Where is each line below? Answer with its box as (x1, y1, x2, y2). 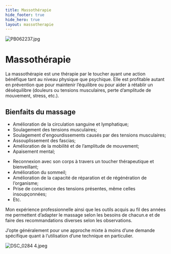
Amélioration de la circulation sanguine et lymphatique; (12, 121, 129, 127)
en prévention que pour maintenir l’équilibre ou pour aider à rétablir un (5, 82, 154, 88)
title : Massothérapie (5, 7, 52, 13)
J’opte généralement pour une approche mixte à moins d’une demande (5, 227, 155, 233)
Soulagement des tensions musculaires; (12, 127, 97, 132)
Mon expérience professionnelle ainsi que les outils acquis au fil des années (5, 206, 166, 212)
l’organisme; (12, 180, 39, 186)
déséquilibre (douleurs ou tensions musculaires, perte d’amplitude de (5, 87, 152, 93)
